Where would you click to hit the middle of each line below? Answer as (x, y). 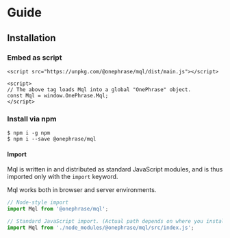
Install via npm (32, 119)
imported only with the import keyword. (63, 177)
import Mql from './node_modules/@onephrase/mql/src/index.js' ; (101, 228)
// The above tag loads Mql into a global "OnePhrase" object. (99, 90)
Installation (31, 38)
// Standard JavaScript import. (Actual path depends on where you (105, 222)
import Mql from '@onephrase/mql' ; (58, 209)
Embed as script (35, 58)
